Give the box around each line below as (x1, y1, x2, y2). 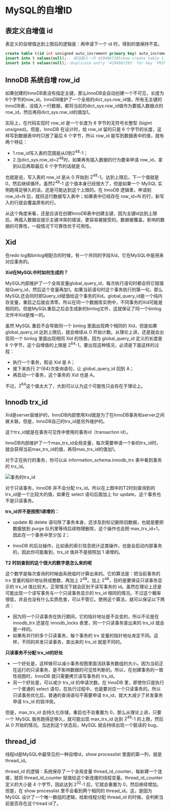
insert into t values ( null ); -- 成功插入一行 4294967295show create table (5, 55, 159, 61)
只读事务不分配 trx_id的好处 (5, 650, 63, 656)
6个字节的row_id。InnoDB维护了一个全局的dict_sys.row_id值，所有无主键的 (5, 96, 162, 103)
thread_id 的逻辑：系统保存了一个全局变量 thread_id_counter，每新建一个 (5, 768, 158, 774)
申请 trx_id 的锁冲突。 (12, 698, 58, 704)
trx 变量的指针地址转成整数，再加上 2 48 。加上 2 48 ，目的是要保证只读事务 (5, 576, 158, 583)
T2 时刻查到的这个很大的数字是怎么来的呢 (5, 560, 92, 566)
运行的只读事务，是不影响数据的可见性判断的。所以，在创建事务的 (17, 666, 155, 673)
